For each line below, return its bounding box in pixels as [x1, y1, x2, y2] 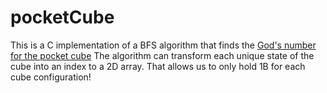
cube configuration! [10, 71, 92, 83]
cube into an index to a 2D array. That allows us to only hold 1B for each [10, 60, 306, 72]
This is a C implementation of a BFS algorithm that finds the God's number [10, 39, 317, 51]
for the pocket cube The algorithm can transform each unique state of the [10, 49, 315, 61]
